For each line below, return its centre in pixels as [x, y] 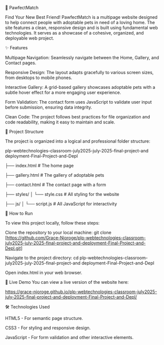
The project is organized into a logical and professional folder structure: [78, 141]
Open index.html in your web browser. [44, 272]
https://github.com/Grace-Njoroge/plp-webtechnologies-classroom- [76, 238]
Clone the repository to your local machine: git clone [58, 232]
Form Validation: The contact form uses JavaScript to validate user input [79, 102]
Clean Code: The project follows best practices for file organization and [78, 117]
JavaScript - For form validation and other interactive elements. [69, 337]
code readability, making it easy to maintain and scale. [60, 122]
